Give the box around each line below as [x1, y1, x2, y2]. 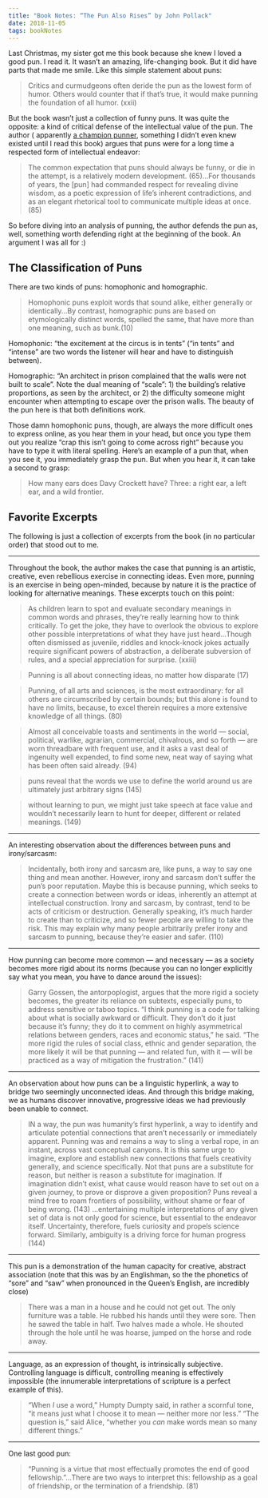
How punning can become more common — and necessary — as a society [8, 955, 254, 964]
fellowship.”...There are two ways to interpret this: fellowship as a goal [27, 1472, 258, 1482]
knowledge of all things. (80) [27, 711, 123, 720]
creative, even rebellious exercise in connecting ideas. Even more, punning [8, 572, 254, 580]
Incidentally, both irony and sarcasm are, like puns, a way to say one [27, 864, 253, 874]
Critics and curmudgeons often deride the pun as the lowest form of [27, 81, 252, 90]
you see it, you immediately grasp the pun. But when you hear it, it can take [8, 455, 256, 464]
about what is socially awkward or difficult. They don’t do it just [27, 1013, 236, 1022]
